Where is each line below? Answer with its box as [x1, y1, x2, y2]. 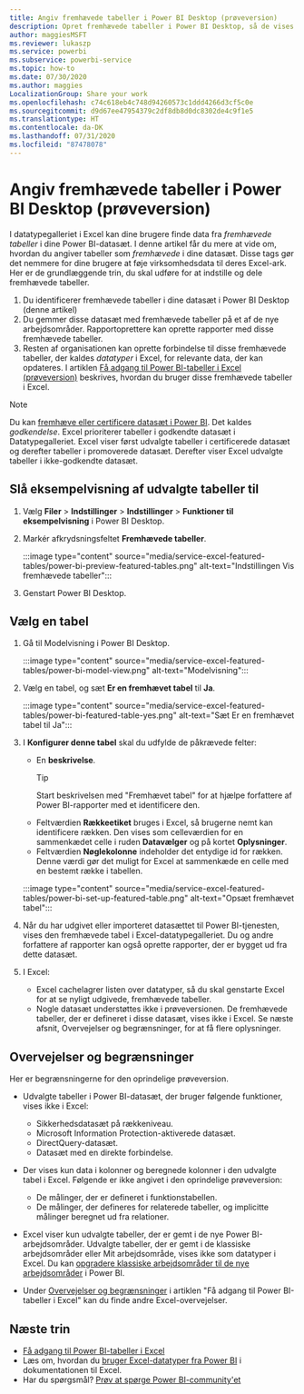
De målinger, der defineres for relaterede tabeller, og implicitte [35, 1201, 270, 1213]
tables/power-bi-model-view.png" [22, 665, 151, 676]
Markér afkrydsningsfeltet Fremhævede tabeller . [22, 533, 207, 543]
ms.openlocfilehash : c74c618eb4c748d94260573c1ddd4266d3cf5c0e [9, 97, 254, 107]
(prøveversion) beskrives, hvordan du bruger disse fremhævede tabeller [22, 372, 293, 383]
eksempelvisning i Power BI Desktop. [22, 515, 165, 526]
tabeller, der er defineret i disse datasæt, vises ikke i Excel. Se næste [35, 1013, 294, 1024]
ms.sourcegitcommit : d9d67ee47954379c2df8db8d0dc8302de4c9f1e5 [9, 106, 254, 115]
